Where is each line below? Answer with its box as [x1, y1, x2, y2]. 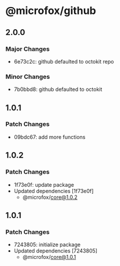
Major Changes [5, 45, 50, 53]
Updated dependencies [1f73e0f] [13, 187, 94, 194]
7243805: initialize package [13, 241, 81, 249]
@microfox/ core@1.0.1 [22, 254, 76, 261]
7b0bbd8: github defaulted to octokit [13, 86, 103, 93]
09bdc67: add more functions [13, 133, 86, 141]
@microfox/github [5, 4, 97, 17]
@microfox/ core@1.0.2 [22, 194, 78, 201]
